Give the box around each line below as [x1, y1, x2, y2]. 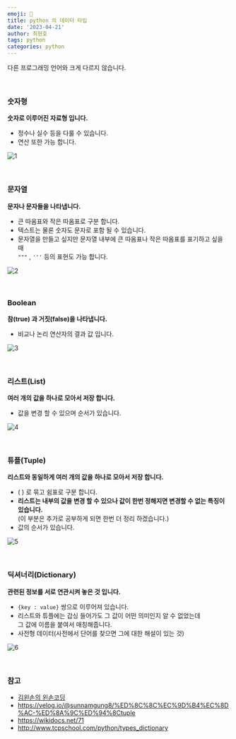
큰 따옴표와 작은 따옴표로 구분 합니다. [17, 217, 120, 225]
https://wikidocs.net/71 [17, 716, 85, 725]
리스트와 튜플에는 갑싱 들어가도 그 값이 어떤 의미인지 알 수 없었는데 [17, 611, 201, 620]
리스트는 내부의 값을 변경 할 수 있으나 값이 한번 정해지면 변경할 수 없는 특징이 [17, 497, 225, 505]
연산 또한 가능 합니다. [17, 138, 76, 146]
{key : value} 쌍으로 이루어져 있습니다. [17, 602, 129, 611]
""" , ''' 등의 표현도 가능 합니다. [17, 252, 108, 261]
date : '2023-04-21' [7, 23, 65, 30]
